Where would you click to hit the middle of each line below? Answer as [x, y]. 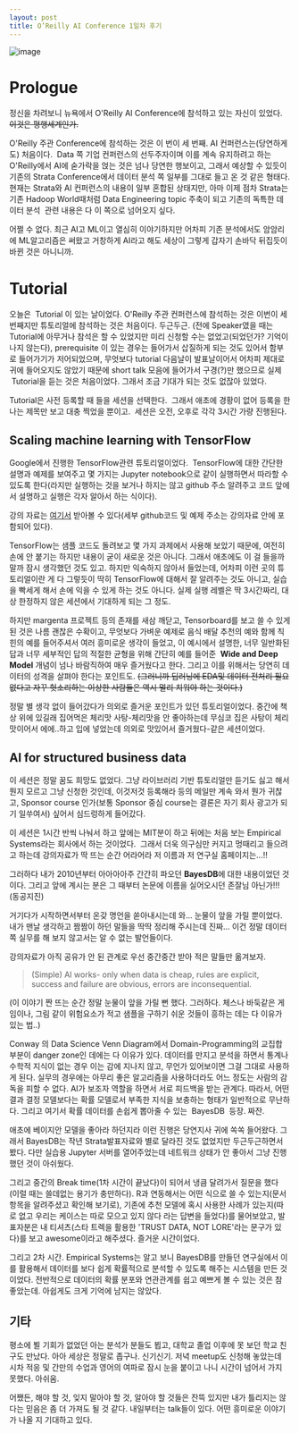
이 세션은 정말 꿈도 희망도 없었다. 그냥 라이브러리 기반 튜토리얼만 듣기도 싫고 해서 [149, 780]
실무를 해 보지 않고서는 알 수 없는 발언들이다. [96, 938]
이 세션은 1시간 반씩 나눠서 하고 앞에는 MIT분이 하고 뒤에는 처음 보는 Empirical [145, 833]
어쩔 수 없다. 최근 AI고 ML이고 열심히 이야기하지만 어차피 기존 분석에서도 [135, 230]
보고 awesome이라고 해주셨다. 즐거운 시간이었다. [114, 1238]
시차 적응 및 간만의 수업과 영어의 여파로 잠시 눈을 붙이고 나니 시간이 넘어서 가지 [146, 1367]
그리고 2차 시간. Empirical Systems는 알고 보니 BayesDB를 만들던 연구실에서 [144, 1257]
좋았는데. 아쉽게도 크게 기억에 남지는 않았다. [86, 1291]
